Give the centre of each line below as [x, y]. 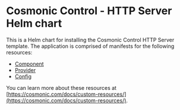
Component [29, 64]
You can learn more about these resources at [61, 88]
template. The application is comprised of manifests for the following [90, 46]
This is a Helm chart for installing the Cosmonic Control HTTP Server [90, 40]
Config [23, 76]
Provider [25, 70]
